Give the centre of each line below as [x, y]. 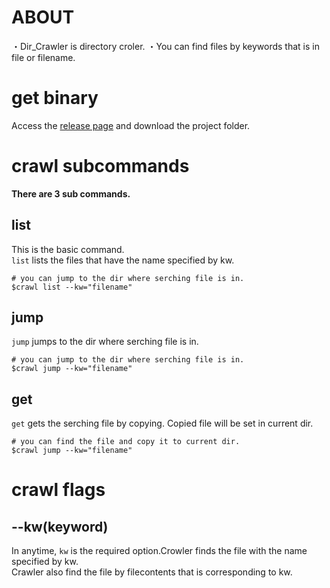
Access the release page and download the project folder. [131, 125]
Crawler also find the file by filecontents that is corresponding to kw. [152, 572]
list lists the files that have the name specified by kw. [123, 260]
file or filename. [43, 57]
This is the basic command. [68, 249]
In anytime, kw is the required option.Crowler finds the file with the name [159, 551]
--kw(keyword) [60, 526]
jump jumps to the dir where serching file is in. [105, 342]
